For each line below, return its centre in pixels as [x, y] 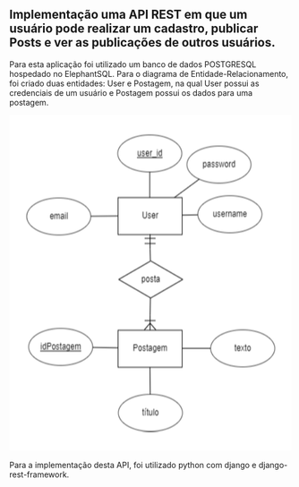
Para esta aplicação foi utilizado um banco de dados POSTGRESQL [133, 64]
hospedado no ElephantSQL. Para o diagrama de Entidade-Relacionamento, [149, 73]
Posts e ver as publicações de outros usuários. [142, 43]
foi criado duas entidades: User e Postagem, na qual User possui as [134, 83]
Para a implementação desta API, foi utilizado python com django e [133, 465]
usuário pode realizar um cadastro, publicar [134, 29]
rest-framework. [39, 474]
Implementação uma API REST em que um [128, 15]
